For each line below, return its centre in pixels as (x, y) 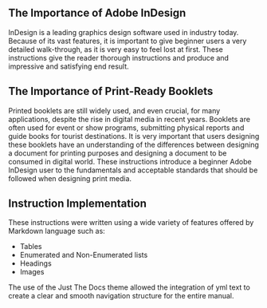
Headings (35, 263)
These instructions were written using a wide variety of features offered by (131, 223)
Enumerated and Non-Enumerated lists (84, 255)
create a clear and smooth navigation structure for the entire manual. (121, 296)
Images (32, 272)
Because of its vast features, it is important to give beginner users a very (128, 41)
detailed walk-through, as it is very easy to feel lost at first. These (116, 49)
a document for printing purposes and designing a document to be (118, 153)
